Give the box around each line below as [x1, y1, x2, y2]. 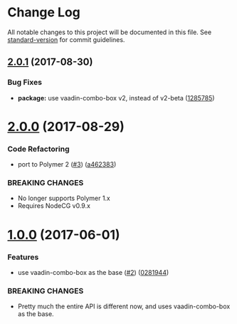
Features [7, 252, 39, 262]
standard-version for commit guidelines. [7, 35, 125, 43]
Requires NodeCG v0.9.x [17, 202, 91, 210]
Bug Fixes [7, 78, 43, 88]
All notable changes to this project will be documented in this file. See [7, 28, 212, 36]
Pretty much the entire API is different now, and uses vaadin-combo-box [17, 302, 231, 310]
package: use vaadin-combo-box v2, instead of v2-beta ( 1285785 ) [17, 93, 215, 102]
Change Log [7, 4, 80, 21]
